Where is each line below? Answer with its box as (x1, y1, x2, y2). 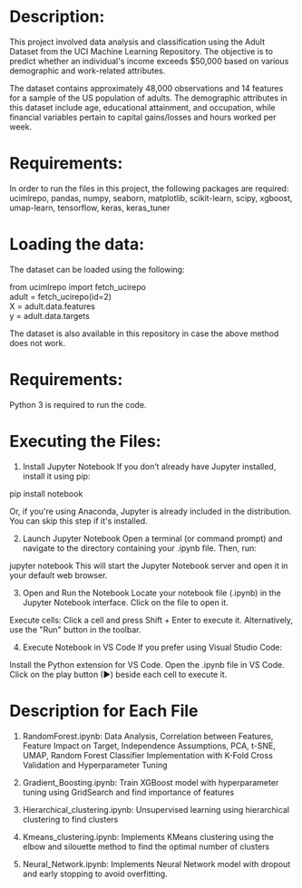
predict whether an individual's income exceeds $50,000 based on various (9, 55, 289, 66)
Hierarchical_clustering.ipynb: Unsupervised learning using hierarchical (22, 804, 290, 815)
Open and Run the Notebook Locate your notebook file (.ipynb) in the (22, 587, 281, 598)
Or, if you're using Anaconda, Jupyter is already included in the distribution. (9, 506, 292, 516)
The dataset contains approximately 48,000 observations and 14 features (9, 82, 284, 93)
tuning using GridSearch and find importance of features (22, 787, 235, 797)
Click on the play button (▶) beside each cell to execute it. (9, 669, 228, 680)
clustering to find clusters (22, 814, 119, 825)
